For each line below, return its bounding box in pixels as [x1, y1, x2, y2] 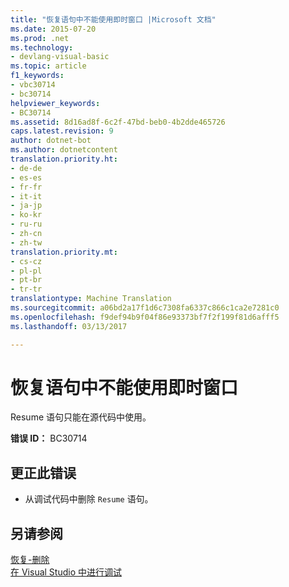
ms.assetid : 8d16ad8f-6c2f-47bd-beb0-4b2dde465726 [10, 117, 226, 127]
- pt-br [10, 275, 43, 285]
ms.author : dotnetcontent [10, 145, 118, 155]
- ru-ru [10, 219, 43, 230]
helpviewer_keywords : [10, 98, 101, 108]
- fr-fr [10, 182, 43, 192]
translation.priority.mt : [10, 247, 118, 257]
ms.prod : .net [10, 33, 70, 43]
